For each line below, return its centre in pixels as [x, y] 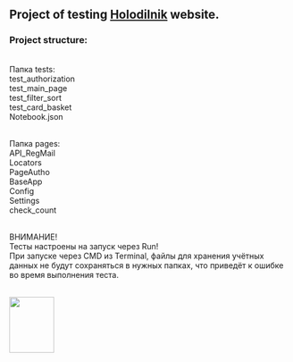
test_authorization [42, 79]
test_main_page [38, 88]
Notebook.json [37, 116]
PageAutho [30, 172]
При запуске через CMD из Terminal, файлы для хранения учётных [137, 256]
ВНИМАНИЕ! [33, 237]
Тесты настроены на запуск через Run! [84, 246]
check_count [33, 210]
